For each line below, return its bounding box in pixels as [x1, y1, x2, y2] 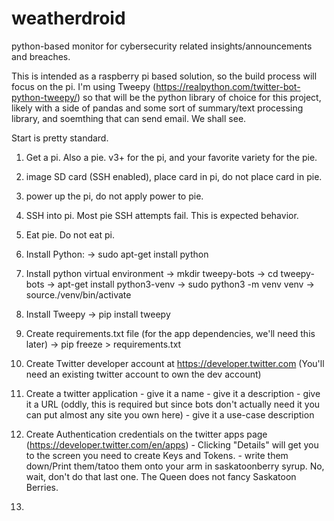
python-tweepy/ [11, 91, 78, 103]
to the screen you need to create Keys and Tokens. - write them [25, 449, 289, 461]
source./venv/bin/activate [25, 288, 132, 301]
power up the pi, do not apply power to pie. [25, 190, 204, 202]
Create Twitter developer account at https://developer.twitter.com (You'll [25, 357, 325, 369]
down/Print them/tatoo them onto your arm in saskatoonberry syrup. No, [25, 460, 325, 472]
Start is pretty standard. [11, 132, 109, 144]
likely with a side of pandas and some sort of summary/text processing [11, 102, 304, 114]
